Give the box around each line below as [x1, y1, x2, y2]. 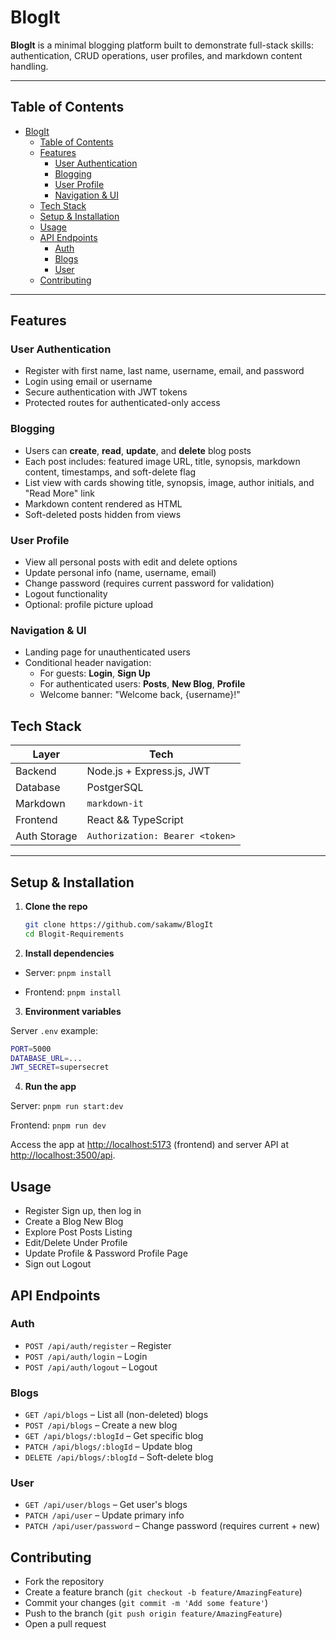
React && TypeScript [86, 813, 184, 827]
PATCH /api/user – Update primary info [24, 1509, 185, 1521]
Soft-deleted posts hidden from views [24, 508, 182, 520]
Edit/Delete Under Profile [24, 1237, 128, 1249]
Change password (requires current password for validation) [24, 577, 275, 590]
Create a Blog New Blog [24, 1216, 124, 1228]
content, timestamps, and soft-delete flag [24, 466, 197, 478]
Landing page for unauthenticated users [24, 646, 191, 658]
